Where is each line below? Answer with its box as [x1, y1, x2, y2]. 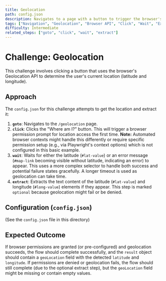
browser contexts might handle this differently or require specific [12, 137, 145, 142]
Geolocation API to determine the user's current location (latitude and [5, 73, 147, 79]
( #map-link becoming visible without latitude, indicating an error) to [12, 157, 149, 163]
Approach [5, 93, 37, 101]
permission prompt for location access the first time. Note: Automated [12, 131, 156, 137]
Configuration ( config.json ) [5, 203, 92, 212]
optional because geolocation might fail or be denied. [12, 189, 123, 195]
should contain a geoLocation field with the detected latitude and [5, 254, 139, 260]
